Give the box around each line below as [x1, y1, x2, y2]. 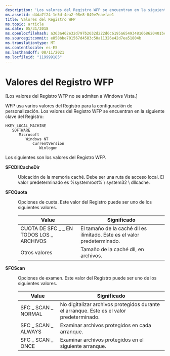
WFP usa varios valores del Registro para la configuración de [5, 103, 133, 109]
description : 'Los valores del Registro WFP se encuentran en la [5, 7, 146, 13]
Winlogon [39, 145, 58, 151]
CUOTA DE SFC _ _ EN [20, 225, 73, 232]
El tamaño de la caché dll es [80, 225, 147, 232]
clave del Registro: [5, 113, 44, 120]
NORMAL [20, 310, 43, 318]
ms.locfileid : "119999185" [5, 54, 62, 60]
